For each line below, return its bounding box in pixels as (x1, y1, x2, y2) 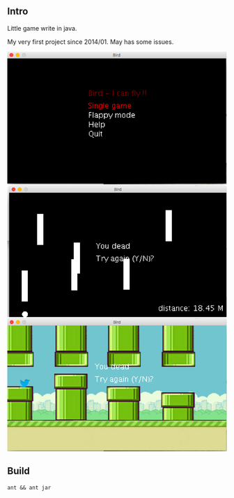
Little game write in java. (7, 24, 77, 32)
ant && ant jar (7, 484, 52, 492)
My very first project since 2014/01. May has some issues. (7, 38, 174, 46)
